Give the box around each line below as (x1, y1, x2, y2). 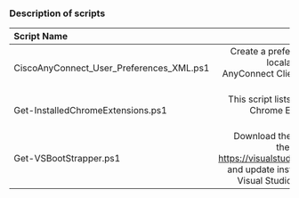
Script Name (13, 30, 69, 43)
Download (233, 130, 277, 143)
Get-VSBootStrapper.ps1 (13, 153, 121, 165)
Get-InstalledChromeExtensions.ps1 (13, 104, 167, 117)
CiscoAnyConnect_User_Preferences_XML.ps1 (13, 62, 210, 74)
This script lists (228, 93, 292, 105)
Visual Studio (237, 175, 293, 187)
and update (226, 163, 275, 176)
